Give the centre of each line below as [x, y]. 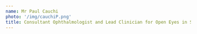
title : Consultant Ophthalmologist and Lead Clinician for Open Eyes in [96, 22]
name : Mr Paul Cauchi [32, 11]
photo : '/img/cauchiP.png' [39, 17]
